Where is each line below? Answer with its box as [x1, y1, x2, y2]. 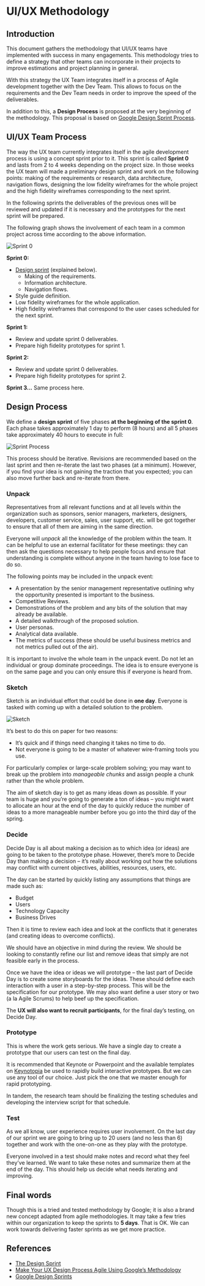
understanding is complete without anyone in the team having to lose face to [6, 554, 199, 562]
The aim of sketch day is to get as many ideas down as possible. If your [6, 789, 187, 797]
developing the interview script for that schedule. [6, 1098, 130, 1106]
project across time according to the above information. [6, 230, 147, 238]
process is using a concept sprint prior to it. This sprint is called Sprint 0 [6, 154, 189, 162]
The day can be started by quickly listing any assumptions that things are [6, 876, 191, 883]
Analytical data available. [15, 630, 78, 637]
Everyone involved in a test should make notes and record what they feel [6, 1153, 190, 1160]
